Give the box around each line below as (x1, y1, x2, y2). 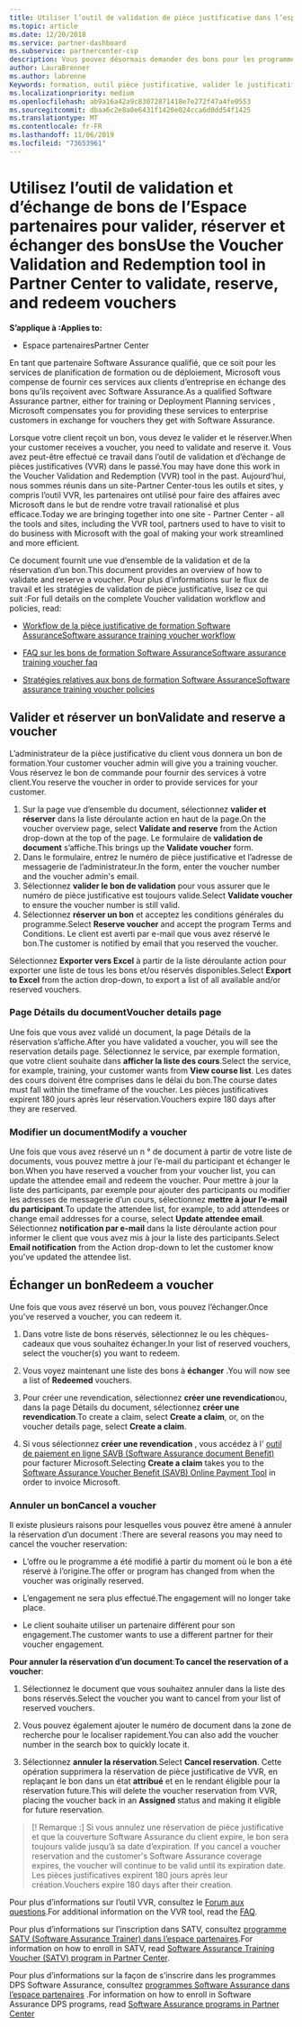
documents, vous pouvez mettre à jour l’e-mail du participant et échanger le (9, 1156, 290, 1167)
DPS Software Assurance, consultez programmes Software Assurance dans (9, 1979, 290, 1991)
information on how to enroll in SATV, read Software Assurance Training (9, 1943, 275, 1954)
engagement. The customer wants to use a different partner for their (22, 1630, 274, 1641)
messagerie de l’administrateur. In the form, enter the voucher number (22, 861, 280, 872)
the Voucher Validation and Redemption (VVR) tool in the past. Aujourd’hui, (9, 470, 287, 481)
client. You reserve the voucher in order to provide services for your (9, 777, 259, 787)
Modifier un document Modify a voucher (9, 1125, 188, 1138)
